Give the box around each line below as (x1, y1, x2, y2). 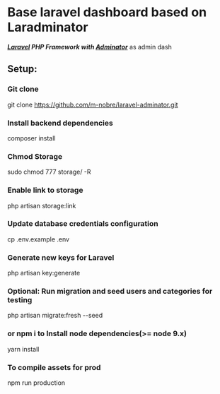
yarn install (7, 345, 40, 353)
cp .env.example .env (7, 234, 69, 244)
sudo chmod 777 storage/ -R (7, 167, 91, 177)
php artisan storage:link (7, 201, 76, 210)
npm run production (7, 378, 66, 387)
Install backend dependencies (7, 118, 113, 128)
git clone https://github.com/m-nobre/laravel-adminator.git (7, 100, 178, 109)
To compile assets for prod (7, 362, 101, 372)
